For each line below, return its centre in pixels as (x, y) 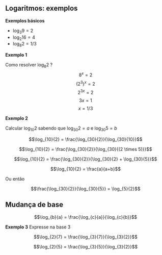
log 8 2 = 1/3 (24, 44)
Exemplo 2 (17, 118)
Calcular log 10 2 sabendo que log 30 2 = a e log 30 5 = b (61, 129)
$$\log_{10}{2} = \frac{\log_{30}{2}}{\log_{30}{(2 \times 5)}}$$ (86, 149)
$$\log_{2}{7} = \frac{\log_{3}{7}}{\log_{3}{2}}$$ (86, 237)
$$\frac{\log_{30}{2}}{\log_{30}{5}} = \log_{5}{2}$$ (86, 189)
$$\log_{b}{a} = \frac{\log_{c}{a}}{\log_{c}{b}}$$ (86, 217)
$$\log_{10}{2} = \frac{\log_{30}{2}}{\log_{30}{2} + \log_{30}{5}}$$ (86, 159)
